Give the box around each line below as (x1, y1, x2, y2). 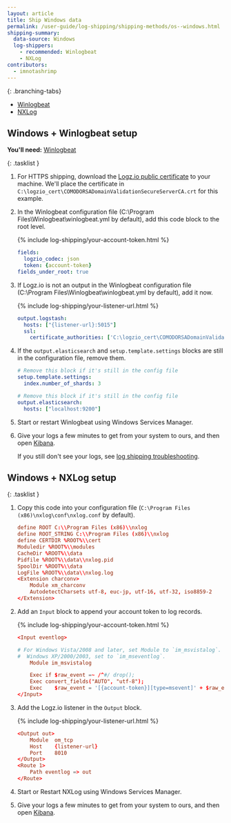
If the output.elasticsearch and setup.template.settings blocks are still (17, 346, 223, 355)
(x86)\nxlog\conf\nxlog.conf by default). (17, 511, 136, 519)
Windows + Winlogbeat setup (7, 127, 138, 139)
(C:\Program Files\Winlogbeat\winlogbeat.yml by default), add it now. (17, 288, 214, 297)
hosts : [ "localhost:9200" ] (23, 405, 101, 413)
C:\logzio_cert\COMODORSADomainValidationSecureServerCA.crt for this (17, 187, 219, 195)
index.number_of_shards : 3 (23, 380, 101, 387)
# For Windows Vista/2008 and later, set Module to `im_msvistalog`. (17, 646, 222, 653)
